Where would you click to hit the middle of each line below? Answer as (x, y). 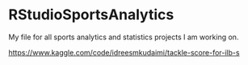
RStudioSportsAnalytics (91, 15)
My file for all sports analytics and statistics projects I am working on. (124, 37)
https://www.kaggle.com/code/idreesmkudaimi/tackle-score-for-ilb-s (124, 52)
